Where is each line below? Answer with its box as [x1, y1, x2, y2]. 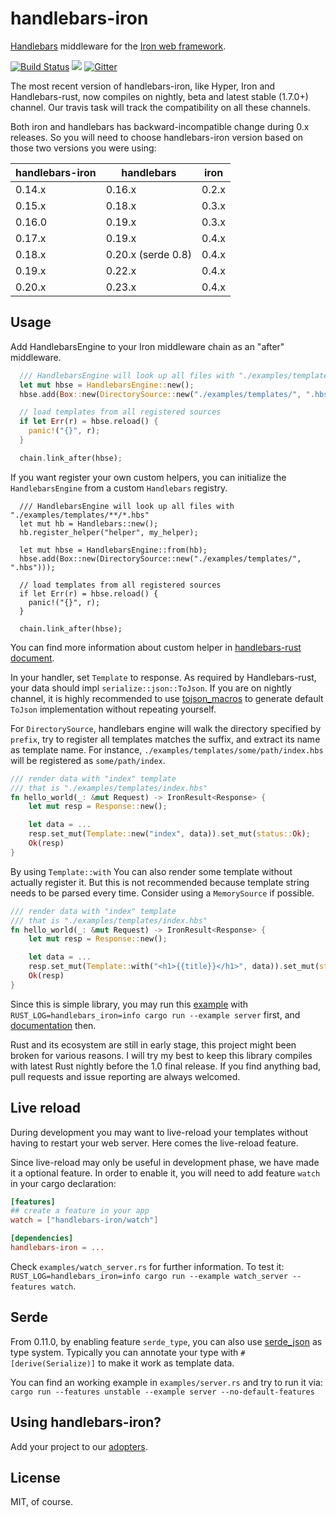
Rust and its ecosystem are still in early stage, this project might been [10, 1038, 297, 1051]
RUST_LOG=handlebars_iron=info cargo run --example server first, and [10, 1008, 301, 1021]
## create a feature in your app [10, 1206, 150, 1216]
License [10, 1469, 61, 1486]
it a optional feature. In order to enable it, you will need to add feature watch [10, 1167, 321, 1179]
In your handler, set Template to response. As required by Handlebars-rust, [10, 671, 317, 683]
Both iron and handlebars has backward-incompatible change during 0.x [10, 120, 310, 132]
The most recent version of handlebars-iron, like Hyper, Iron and [10, 80, 276, 92]
